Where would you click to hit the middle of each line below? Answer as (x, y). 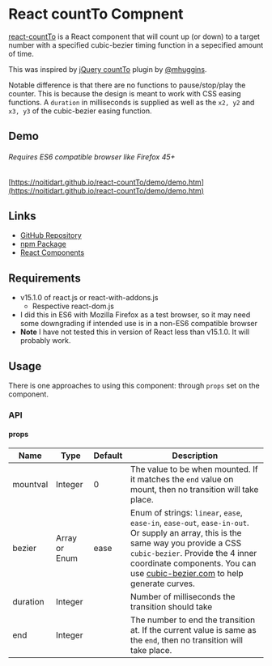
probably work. (45, 341)
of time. (21, 53)
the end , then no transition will (187, 640)
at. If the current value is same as (193, 630)
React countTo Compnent (96, 14)
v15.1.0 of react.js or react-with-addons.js (89, 298)
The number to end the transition (193, 620)
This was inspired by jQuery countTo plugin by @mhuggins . (108, 69)
